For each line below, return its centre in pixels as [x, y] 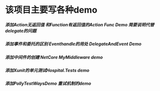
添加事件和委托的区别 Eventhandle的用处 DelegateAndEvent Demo [73, 44]
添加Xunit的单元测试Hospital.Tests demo [47, 70]
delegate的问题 [21, 31]
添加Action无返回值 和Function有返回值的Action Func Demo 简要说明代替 [80, 24]
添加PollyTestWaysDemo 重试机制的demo [48, 84]
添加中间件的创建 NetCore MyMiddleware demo [54, 57]
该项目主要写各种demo [51, 10]
